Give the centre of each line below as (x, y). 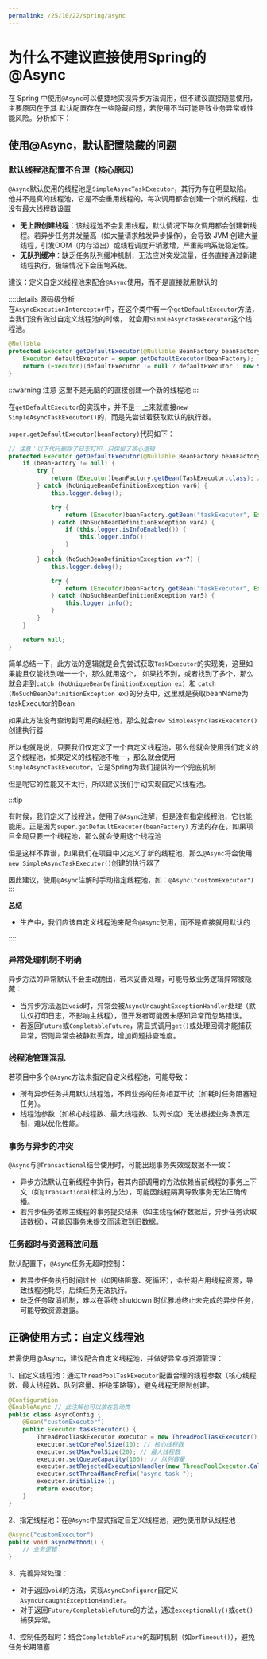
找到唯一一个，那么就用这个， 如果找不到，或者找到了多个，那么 (148, 673)
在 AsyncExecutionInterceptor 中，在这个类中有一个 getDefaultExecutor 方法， (133, 309)
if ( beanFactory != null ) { (69, 463)
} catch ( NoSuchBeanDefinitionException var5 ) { (133, 596)
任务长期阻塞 (29, 1647)
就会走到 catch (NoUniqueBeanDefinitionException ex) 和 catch (112, 683)
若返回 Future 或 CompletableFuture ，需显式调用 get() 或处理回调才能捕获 (136, 1025)
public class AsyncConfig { (55, 1415)
